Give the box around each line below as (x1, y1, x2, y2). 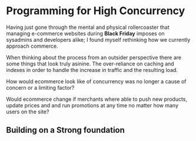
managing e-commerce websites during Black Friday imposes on (6, 29, 165, 37)
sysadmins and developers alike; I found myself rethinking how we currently (6, 36, 191, 43)
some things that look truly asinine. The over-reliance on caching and (6, 60, 175, 67)
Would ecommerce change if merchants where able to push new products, (6, 96, 187, 103)
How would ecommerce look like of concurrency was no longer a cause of (6, 78, 187, 85)
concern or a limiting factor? (6, 84, 75, 91)
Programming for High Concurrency (6, 4, 185, 18)
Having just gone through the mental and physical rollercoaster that (6, 24, 170, 31)
